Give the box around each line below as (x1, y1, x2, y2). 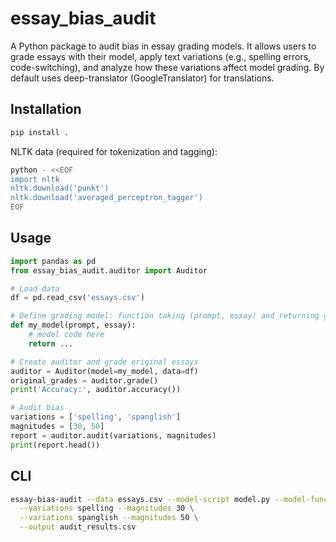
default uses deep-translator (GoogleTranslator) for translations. (10, 72, 275, 84)
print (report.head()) (10, 440, 101, 450)
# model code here (28, 330, 105, 340)
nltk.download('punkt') (10, 183, 110, 194)
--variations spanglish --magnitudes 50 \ (19, 513, 199, 523)
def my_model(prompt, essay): (10, 320, 137, 331)
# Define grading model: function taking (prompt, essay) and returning (10, 311, 320, 321)
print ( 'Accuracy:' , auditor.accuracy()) (10, 385, 182, 395)
